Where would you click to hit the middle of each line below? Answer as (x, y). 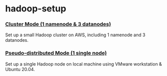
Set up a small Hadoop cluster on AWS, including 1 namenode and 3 (75, 35)
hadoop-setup (36, 9)
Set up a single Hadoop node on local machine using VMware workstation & (83, 64)
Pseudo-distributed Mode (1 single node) (56, 53)
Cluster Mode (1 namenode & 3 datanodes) (58, 24)
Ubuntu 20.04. (20, 69)
